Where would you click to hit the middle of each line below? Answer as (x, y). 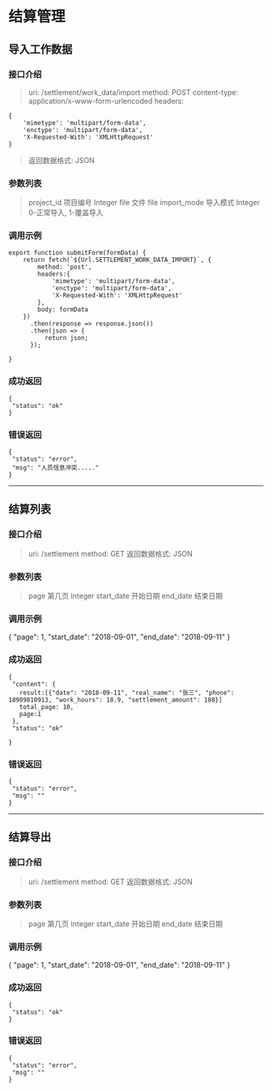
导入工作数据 (40, 49)
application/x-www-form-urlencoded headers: (106, 101)
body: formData (63, 310)
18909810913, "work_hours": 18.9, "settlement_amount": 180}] (115, 700)
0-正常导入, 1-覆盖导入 (66, 213)
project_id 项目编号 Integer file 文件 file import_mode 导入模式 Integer (144, 203)
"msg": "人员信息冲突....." (55, 468)
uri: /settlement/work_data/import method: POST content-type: (133, 92)
